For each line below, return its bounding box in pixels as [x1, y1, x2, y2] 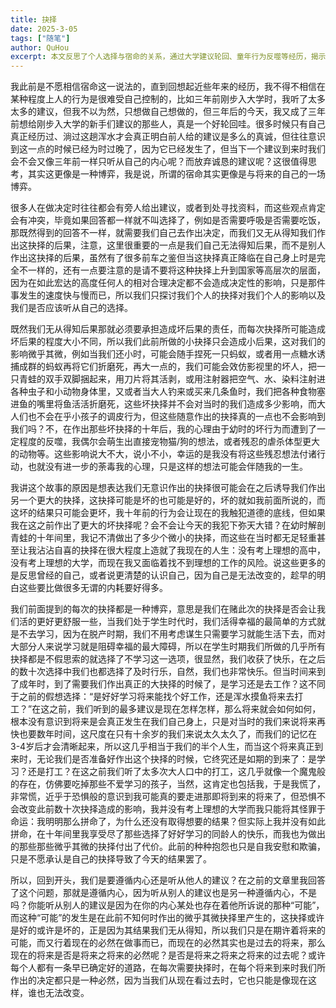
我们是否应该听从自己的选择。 [10, 302, 133, 314]
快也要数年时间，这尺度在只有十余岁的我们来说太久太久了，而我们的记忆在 [10, 728, 317, 740]
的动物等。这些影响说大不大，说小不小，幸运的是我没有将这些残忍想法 [10, 448, 300, 460]
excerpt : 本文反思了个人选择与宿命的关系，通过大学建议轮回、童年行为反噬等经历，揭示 [10, 52, 327, 62]
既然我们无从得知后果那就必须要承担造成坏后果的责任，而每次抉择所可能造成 [10, 323, 326, 335]
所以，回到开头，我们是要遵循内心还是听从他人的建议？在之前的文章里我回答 [10, 874, 326, 886]
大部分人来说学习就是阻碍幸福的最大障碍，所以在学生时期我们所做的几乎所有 [10, 641, 326, 653]
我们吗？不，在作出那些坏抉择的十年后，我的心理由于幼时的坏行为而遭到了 [10, 423, 317, 435]
